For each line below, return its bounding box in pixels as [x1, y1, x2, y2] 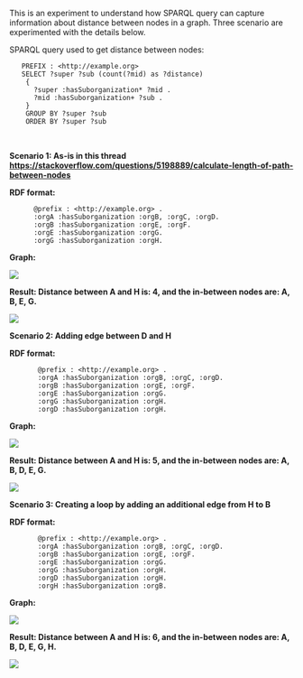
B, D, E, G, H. [9, 641, 57, 652]
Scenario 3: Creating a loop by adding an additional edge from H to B [9, 499, 271, 509]
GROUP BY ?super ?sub [25, 109, 106, 118]
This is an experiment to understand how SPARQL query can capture [9, 8, 265, 18]
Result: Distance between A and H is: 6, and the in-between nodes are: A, [9, 632, 290, 642]
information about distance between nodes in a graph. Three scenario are [9, 17, 284, 28]
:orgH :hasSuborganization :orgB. [37, 581, 168, 590]
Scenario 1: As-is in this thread [9, 151, 127, 161]
